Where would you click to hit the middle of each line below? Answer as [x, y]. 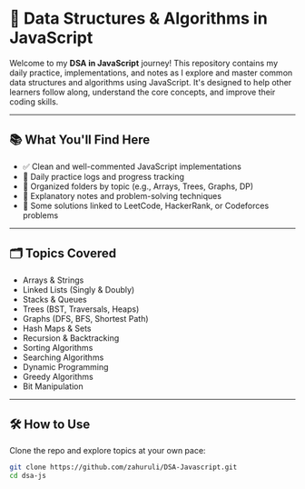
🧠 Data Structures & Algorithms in [138, 19]
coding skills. [34, 101]
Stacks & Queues [55, 299]
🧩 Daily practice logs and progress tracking [103, 176]
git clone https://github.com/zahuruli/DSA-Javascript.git [123, 467]
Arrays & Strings [53, 280]
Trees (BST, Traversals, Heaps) [81, 309]
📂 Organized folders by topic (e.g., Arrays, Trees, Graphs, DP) [138, 186]
